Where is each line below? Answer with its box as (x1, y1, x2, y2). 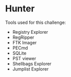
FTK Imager (12, 39, 37, 45)
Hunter (5, 3, 35, 14)
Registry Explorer (12, 29, 48, 35)
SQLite (12, 50, 26, 56)
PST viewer (12, 55, 36, 61)
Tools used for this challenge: (5, 19, 66, 25)
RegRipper (12, 34, 34, 40)
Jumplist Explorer (12, 66, 49, 72)
